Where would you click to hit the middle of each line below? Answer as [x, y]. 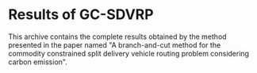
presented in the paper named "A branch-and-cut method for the [115, 44]
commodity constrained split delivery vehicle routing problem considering [129, 53]
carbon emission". [38, 62]
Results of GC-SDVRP [81, 15]
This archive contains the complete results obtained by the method [118, 36]
